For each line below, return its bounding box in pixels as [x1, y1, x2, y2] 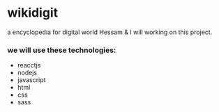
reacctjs [17, 61, 41, 70]
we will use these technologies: [7, 45, 116, 55]
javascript [17, 76, 46, 84]
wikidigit [7, 5, 58, 21]
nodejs [17, 68, 37, 77]
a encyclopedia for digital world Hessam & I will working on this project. [7, 28, 213, 36]
